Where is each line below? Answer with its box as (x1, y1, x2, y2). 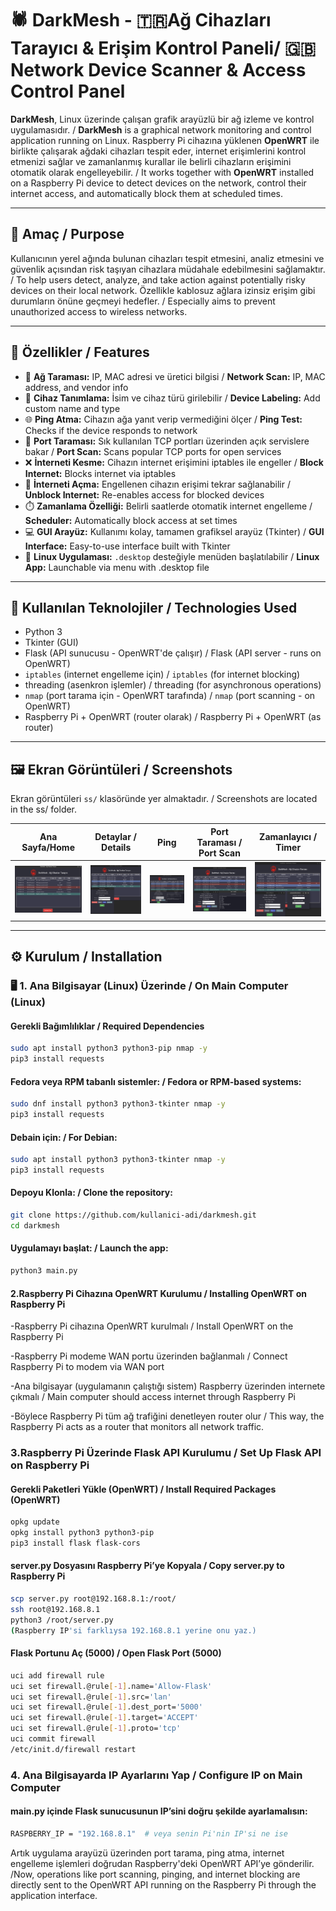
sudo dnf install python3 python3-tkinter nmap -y (10, 1099, 226, 1109)
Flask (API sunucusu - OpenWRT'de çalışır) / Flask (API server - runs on (24, 647, 322, 659)
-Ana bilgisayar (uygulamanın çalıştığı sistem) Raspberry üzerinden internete (10, 1380, 326, 1392)
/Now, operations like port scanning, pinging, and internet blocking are (10, 1868, 301, 1880)
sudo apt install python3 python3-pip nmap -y (10, 1043, 208, 1054)
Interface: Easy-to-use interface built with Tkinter (24, 540, 231, 552)
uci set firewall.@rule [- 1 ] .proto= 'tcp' (10, 1723, 182, 1734)
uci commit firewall (10, 1734, 97, 1744)
